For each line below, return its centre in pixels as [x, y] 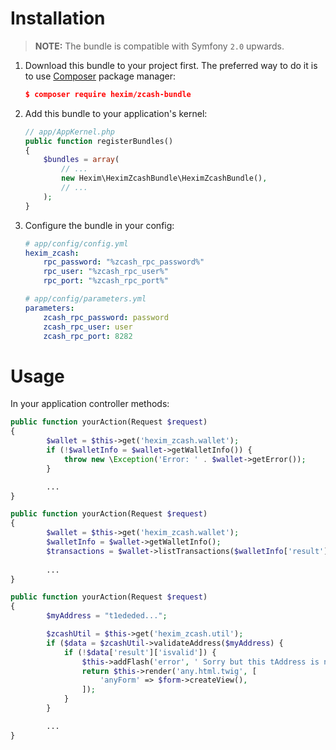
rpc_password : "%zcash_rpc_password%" [124, 262]
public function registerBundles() [99, 141]
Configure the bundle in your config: [99, 225]
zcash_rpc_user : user [88, 327]
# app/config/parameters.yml [85, 299]
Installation [58, 18]
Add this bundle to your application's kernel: [116, 113]
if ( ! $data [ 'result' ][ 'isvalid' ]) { [140, 652]
